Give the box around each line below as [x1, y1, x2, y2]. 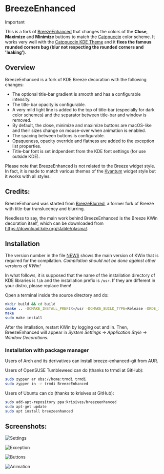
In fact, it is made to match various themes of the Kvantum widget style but [5, 168, 156, 174]
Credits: [5, 188, 30, 196]
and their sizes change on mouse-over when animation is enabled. [12, 128, 146, 133]
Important [5, 19, 25, 25]
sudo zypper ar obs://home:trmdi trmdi [5, 377, 86, 382]
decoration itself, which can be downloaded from [5, 220, 104, 226]
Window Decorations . [5, 334, 49, 340]
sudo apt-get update [5, 404, 47, 409]
